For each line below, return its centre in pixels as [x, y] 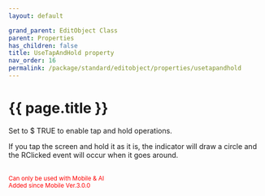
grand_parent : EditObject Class [63, 30]
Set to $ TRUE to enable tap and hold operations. [90, 130]
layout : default [36, 16]
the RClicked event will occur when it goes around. [93, 155]
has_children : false [43, 45]
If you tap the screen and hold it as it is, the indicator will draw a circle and [133, 146]
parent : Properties [41, 38]
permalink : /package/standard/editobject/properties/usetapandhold [125, 68]
